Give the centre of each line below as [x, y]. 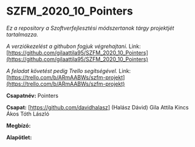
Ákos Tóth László [28, 114]
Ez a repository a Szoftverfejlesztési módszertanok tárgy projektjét [90, 28]
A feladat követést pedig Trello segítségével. [62, 70]
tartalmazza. [22, 34]
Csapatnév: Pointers [32, 95]
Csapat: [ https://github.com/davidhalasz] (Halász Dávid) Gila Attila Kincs [97, 107]
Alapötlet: [19, 137]
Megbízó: [19, 125]
